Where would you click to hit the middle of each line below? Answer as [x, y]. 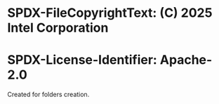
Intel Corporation [58, 28]
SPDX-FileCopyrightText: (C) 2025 [110, 13]
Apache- [186, 60]
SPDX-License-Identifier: [82, 60]
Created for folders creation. [48, 95]
